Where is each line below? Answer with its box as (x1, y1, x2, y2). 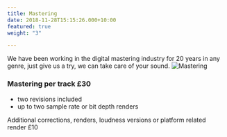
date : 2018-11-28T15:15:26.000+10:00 (7, 17, 117, 24)
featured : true (7, 23, 51, 30)
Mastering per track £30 (7, 79, 92, 89)
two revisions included (17, 95, 82, 103)
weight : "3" (7, 29, 42, 37)
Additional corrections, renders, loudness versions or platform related (7, 116, 206, 124)
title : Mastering (7, 10, 58, 17)
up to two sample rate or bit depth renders (17, 102, 139, 111)
